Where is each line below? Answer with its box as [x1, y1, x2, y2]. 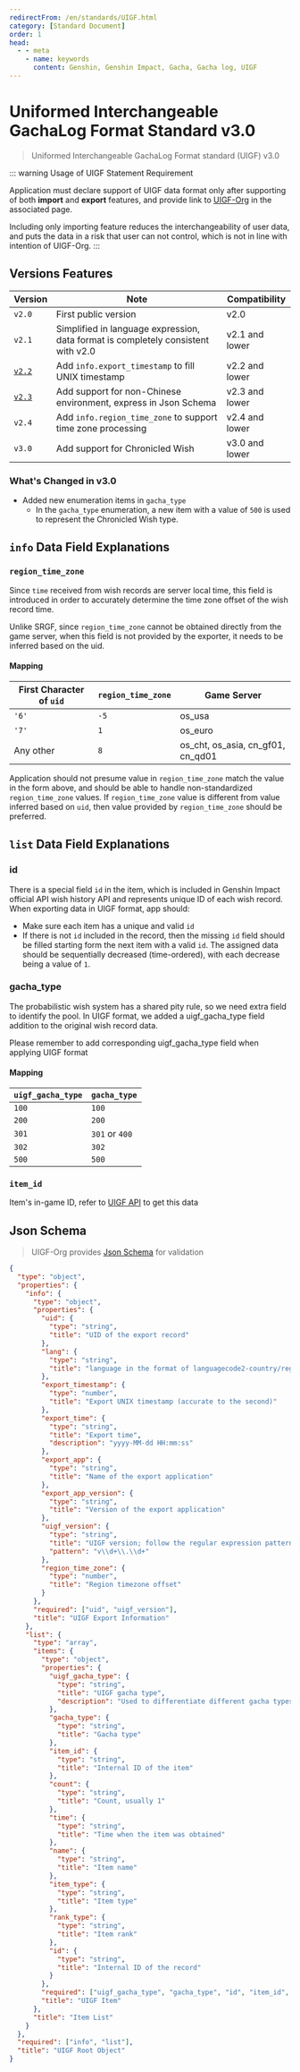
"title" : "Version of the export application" [48, 1505, 226, 1514]
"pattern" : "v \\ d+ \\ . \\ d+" [48, 1547, 150, 1556]
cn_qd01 [179, 749, 217, 762]
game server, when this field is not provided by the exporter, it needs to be [9, 630, 284, 641]
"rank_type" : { [48, 1913, 105, 1923]
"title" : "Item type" [56, 1897, 138, 1906]
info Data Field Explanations [9, 540, 171, 555]
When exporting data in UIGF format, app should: [9, 903, 190, 914]
